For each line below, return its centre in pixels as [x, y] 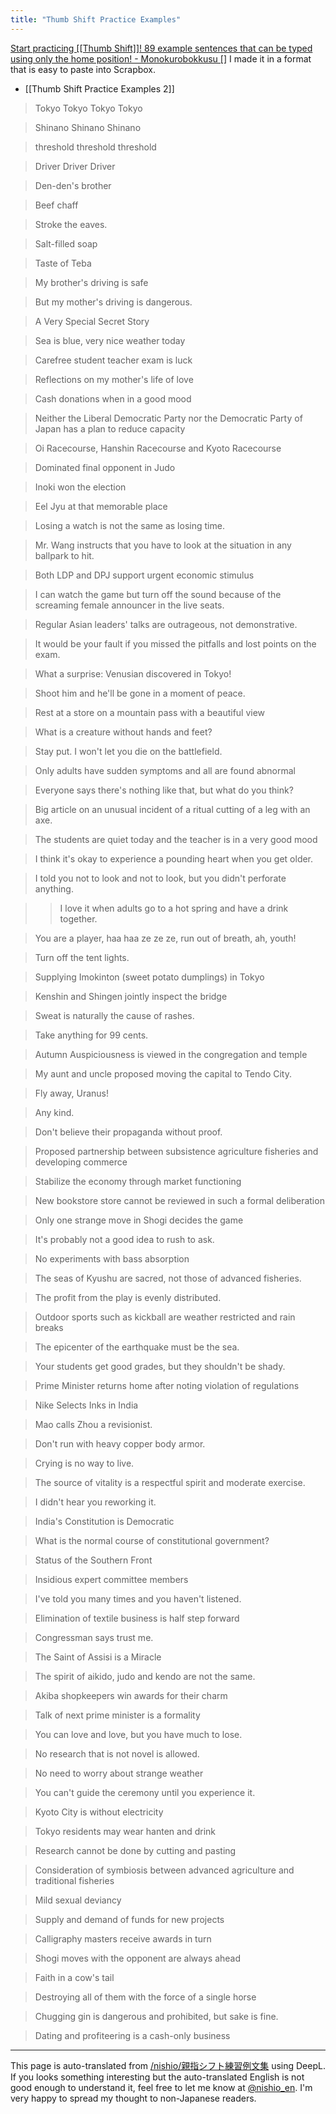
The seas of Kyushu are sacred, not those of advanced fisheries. [168, 1278]
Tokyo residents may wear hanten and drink [125, 1831]
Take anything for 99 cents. [91, 1035]
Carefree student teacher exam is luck [113, 360]
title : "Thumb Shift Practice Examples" [96, 19]
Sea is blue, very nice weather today [110, 340]
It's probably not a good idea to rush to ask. [124, 1239]
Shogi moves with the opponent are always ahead [138, 1958]
